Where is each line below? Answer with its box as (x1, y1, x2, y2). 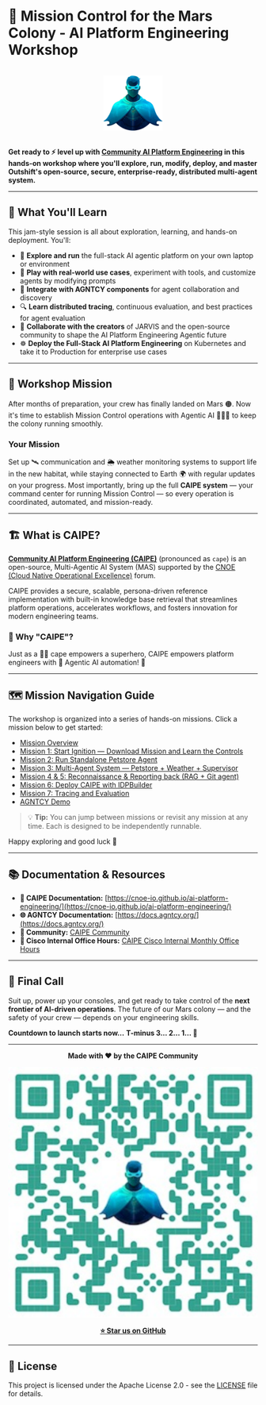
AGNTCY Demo (19, 797, 71, 806)
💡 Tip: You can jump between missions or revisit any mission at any (27, 812, 249, 822)
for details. (8, 1389, 44, 1399)
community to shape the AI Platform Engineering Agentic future (19, 329, 227, 340)
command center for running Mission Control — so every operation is (8, 488, 234, 498)
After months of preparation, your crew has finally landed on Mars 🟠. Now (8, 398, 252, 408)
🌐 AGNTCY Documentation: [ (19, 910, 118, 919)
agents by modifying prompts (19, 275, 116, 285)
